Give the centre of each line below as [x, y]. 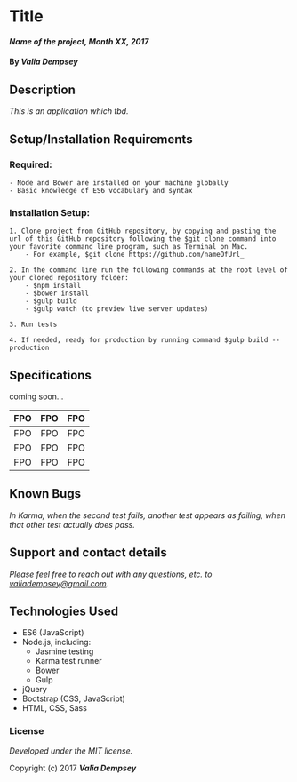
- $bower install [57, 294]
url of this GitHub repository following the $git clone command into [143, 239]
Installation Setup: [50, 212]
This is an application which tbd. [69, 111]
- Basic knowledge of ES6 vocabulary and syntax [101, 190]
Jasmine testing [64, 651]
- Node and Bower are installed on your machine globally [119, 183]
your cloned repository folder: [69, 278]
